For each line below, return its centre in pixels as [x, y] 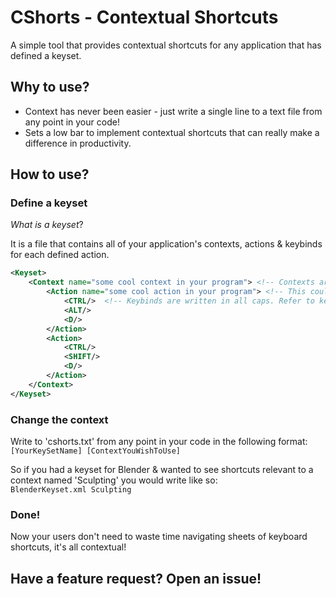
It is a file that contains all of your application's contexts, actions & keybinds [166, 244]
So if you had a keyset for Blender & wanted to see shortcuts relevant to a [162, 469]
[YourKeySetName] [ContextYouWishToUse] [96, 451]
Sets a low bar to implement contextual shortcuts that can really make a [172, 132]
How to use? [50, 174]
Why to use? [50, 87]
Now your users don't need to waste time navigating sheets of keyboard [159, 537]
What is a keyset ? [47, 225]
